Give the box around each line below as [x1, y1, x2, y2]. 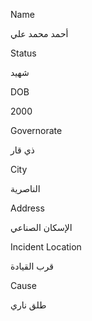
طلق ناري [10, 299, 47, 311]
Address [10, 202, 45, 214]
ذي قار [10, 144, 35, 156]
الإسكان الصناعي [10, 222, 73, 233]
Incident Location [10, 241, 82, 253]
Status [10, 47, 37, 59]
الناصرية [10, 183, 41, 194]
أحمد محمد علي [10, 28, 69, 39]
